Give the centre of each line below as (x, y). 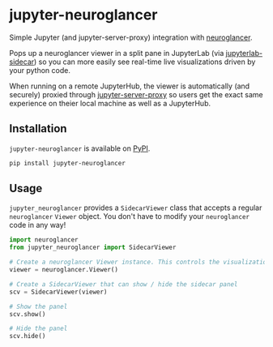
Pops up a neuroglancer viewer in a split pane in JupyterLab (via (117, 53)
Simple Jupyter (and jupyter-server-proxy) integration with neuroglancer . (131, 37)
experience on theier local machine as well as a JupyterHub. (110, 103)
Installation (38, 129)
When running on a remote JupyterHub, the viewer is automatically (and (130, 86)
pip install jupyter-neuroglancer (68, 163)
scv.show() (28, 314)
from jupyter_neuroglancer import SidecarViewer (93, 248)
